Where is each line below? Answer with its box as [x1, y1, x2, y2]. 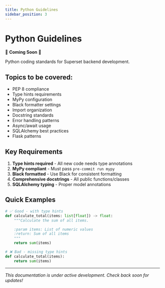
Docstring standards [12, 112, 54, 118]
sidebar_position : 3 [5, 12, 48, 17]
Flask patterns [12, 133, 42, 139]
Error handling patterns [12, 118, 59, 124]
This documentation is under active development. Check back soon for [5, 272, 149, 278]
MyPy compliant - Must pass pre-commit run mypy [12, 166, 115, 172]
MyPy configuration [12, 96, 53, 102]
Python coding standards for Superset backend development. [5, 59, 130, 64]
